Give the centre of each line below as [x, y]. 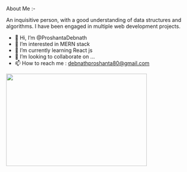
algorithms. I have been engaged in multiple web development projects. [93, 26]
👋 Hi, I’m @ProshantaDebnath [51, 38]
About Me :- [21, 9]
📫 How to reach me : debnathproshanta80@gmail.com [82, 63]
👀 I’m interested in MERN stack [52, 44]
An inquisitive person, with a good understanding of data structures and [94, 20]
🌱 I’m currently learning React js [54, 50]
